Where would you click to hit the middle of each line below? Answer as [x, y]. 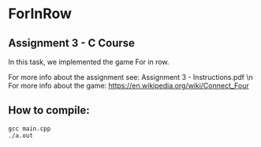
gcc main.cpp [30, 128]
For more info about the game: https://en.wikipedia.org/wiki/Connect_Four [129, 85]
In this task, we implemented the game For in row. [89, 62]
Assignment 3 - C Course [72, 43]
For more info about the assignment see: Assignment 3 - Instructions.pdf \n [131, 77]
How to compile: [49, 110]
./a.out [21, 135]
